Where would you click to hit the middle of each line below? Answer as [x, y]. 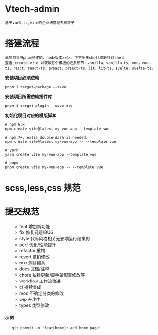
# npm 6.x [15, 124]
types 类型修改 [34, 305]
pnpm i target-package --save [36, 87]
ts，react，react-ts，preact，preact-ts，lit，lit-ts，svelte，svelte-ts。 [80, 68]
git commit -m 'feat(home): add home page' [56, 328]
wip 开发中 [30, 299]
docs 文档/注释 [34, 269]
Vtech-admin [32, 9]
